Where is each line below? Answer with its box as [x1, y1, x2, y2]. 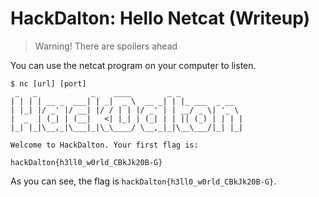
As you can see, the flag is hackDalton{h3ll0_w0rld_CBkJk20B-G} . [10, 175, 277, 187]
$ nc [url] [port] [10, 78, 87, 89]
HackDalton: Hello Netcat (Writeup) [10, 7, 311, 30]
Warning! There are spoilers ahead [34, 40, 178, 52]
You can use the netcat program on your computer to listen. [10, 59, 257, 71]
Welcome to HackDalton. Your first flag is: [10, 140, 199, 150]
